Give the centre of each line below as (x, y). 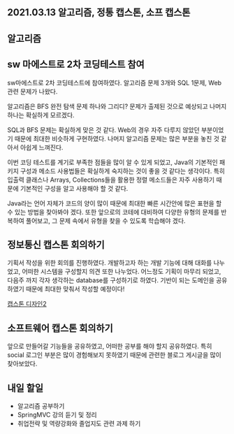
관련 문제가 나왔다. (32, 91)
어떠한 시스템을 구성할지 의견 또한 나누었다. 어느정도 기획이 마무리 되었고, (122, 272)
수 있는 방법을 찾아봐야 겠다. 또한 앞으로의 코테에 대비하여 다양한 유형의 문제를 (114, 212)
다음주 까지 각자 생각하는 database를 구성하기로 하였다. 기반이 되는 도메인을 (111, 280)
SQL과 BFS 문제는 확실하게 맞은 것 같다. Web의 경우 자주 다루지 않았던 (104, 130)
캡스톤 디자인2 (27, 304)
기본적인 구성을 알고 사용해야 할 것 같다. (74, 188)
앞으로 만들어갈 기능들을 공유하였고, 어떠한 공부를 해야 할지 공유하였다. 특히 (110, 346)
